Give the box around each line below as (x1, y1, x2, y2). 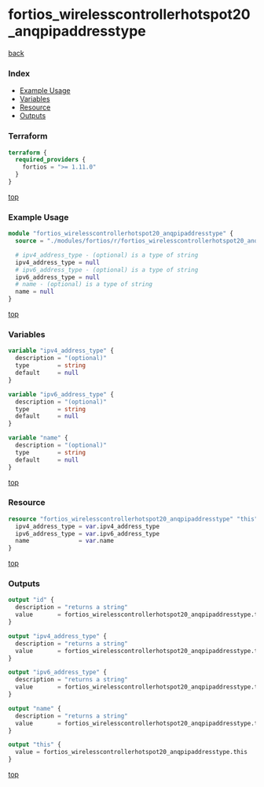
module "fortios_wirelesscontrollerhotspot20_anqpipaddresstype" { (8, 230, 234, 238)
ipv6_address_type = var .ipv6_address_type (15, 529, 159, 537)
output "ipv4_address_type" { (8, 632, 108, 640)
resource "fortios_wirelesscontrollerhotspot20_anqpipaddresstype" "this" (8, 514, 258, 523)
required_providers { (15, 156, 86, 164)
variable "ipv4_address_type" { (8, 347, 114, 355)
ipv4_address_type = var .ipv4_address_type (15, 522, 159, 530)
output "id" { (8, 596, 55, 604)
